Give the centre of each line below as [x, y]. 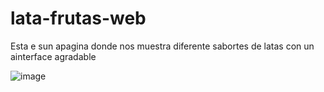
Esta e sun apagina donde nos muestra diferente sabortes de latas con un [162, 46]
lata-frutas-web [78, 18]
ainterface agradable [53, 56]
